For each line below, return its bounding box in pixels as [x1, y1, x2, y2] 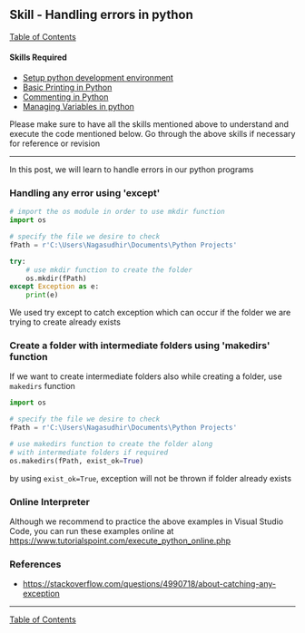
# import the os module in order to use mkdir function [9, 208, 225, 217]
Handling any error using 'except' [9, 186, 161, 199]
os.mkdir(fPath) [25, 274, 88, 283]
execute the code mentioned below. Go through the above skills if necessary [9, 129, 296, 140]
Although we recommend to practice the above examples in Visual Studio [9, 516, 284, 527]
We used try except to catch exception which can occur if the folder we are [9, 307, 291, 318]
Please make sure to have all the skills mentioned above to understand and [9, 119, 289, 130]
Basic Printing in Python [22, 82, 113, 93]
